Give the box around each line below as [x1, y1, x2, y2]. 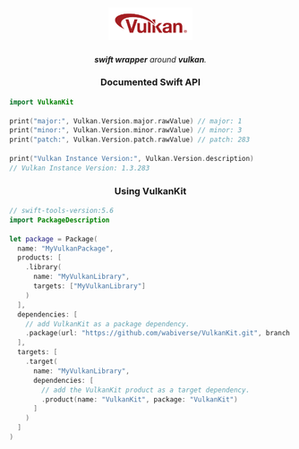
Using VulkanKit [114, 184, 187, 197]
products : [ [17, 253, 63, 262]
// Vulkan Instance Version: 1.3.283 [9, 164, 150, 173]
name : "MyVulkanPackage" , [17, 244, 115, 253]
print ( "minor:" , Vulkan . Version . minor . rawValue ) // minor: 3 [9, 126, 243, 135]
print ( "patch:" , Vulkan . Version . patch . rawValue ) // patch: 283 [9, 135, 251, 145]
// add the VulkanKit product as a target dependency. [41, 385, 251, 394]
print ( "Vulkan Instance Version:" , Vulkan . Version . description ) [9, 155, 254, 164]
